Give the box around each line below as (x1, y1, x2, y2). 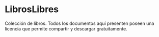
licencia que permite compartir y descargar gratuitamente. (5, 25, 128, 31)
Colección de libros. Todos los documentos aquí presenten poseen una (5, 20, 154, 26)
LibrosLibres (5, 4, 59, 15)
